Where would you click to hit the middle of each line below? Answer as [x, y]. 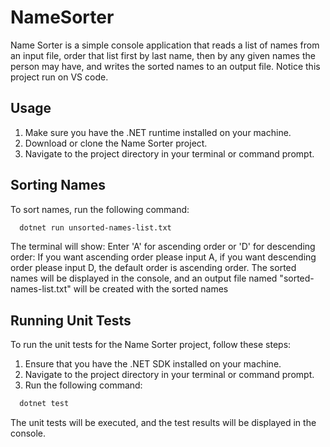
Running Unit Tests [71, 320]
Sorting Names [58, 185]
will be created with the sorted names [151, 289]
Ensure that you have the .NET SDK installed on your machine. [153, 364]
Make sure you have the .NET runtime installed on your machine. [158, 132]
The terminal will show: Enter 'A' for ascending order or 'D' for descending [163, 247]
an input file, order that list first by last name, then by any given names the [163, 55]
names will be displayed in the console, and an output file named [144, 278]
